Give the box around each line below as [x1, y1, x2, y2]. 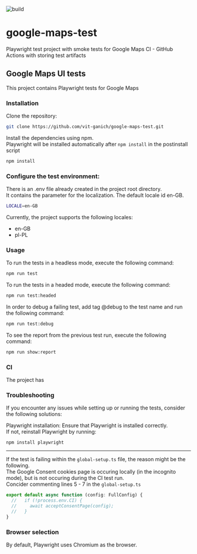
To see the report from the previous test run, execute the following [6, 331, 167, 338]
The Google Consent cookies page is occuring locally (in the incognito [6, 468, 176, 475]
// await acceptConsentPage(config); [11, 503, 114, 509]
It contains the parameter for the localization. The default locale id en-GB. [6, 192, 184, 199]
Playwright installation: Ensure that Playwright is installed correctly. [6, 422, 168, 429]
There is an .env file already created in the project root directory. [6, 186, 162, 193]
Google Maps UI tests [6, 69, 86, 79]
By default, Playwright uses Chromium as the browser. [6, 541, 138, 548]
